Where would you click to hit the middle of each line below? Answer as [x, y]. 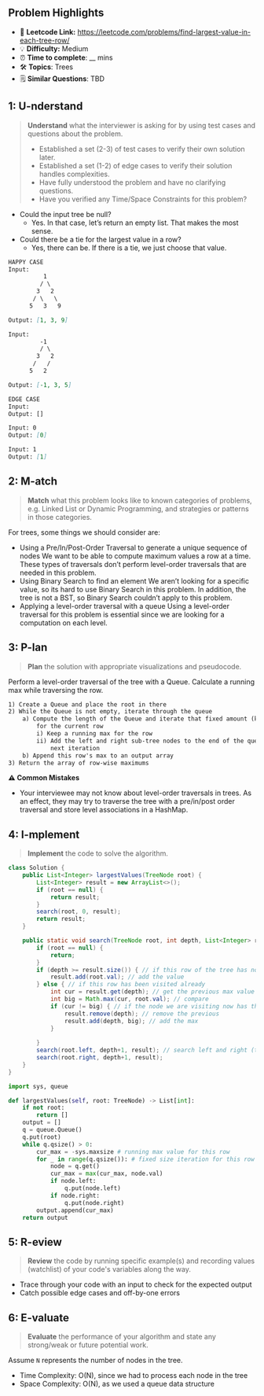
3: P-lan [28, 648]
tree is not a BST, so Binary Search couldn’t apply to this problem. [126, 598]
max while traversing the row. [56, 690]
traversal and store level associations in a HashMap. [104, 810]
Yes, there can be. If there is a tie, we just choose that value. [129, 248]
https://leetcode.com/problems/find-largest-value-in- [164, 31]
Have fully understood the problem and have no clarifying [132, 182]
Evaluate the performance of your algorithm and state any [121, 1337]
